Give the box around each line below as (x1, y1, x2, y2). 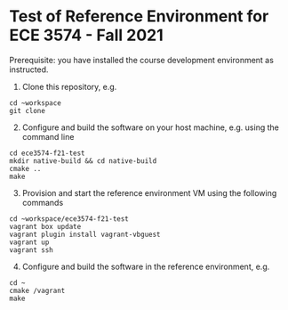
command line (21, 131, 75, 142)
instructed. (9, 64, 49, 75)
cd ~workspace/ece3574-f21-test (9, 214, 129, 224)
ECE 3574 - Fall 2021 (9, 25, 164, 45)
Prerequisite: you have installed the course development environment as (9, 54, 274, 65)
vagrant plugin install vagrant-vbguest (9, 230, 162, 239)
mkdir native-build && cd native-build (9, 156, 157, 166)
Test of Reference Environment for (9, 6, 269, 27)
